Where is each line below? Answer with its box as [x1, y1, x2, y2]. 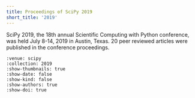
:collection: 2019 [6, 61, 52, 67]
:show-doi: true [6, 87, 47, 93]
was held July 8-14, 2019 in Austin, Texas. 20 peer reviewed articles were [6, 37, 188, 44]
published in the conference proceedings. [6, 43, 110, 51]
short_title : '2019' [6, 14, 58, 20]
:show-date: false [6, 71, 52, 77]
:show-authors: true [6, 82, 58, 88]
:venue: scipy [6, 55, 42, 61]
